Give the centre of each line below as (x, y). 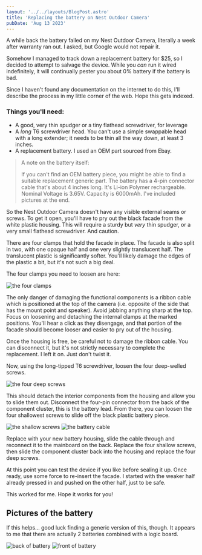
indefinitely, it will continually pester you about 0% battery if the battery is (98, 71)
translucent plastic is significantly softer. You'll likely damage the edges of (99, 256)
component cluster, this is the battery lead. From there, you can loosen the (99, 408)
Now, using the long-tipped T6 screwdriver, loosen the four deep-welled (96, 366)
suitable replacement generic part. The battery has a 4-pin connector (108, 181)
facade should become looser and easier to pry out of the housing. (90, 329)
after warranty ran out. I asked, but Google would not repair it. (83, 47)
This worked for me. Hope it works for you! (60, 494)
